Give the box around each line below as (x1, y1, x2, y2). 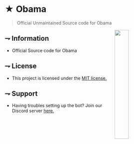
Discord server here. (11, 108, 54, 114)
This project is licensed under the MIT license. (11, 75, 107, 81)
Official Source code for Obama (11, 47, 77, 53)
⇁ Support (4, 89, 38, 98)
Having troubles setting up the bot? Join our (11, 103, 103, 109)
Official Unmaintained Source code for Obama (16, 20, 112, 26)
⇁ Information (4, 34, 49, 43)
